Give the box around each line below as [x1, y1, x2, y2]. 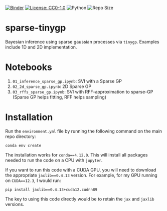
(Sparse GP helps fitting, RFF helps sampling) [12, 94, 107, 100]
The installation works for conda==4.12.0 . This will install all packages [5, 151, 148, 157]
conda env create [5, 143, 42, 148]
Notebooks [5, 61, 53, 73]
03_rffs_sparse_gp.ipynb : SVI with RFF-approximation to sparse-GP [12, 88, 153, 94]
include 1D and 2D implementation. [5, 44, 77, 50]
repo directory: [5, 133, 36, 139]
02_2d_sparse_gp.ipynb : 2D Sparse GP [12, 83, 92, 89]
